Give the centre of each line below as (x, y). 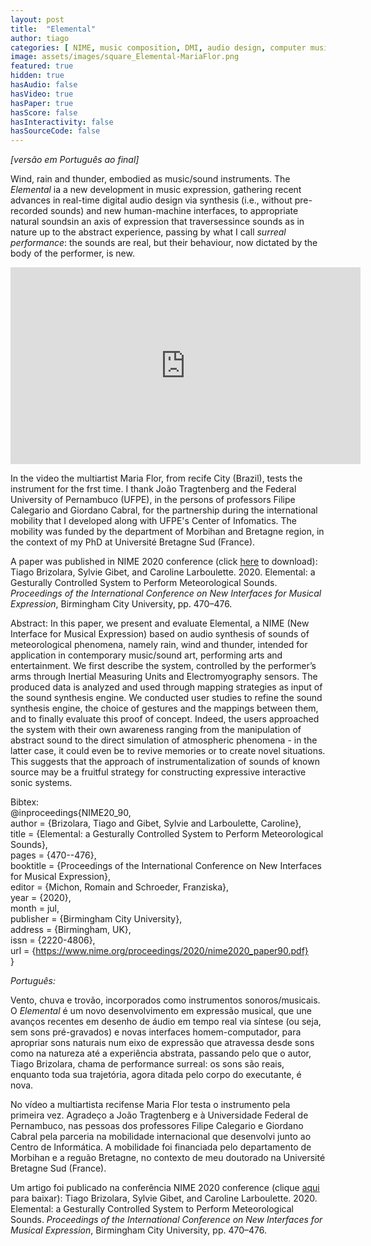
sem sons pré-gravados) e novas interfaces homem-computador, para (156, 1032)
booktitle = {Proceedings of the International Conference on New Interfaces (166, 866)
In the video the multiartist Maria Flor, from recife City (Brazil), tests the (156, 478)
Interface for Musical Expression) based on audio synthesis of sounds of (160, 634)
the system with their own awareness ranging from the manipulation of (156, 730)
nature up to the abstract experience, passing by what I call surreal (148, 232)
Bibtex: (25, 802)
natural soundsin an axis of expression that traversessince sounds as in (157, 222)
